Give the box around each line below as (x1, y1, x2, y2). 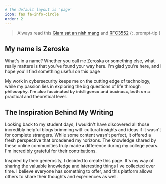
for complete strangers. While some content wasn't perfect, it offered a (5, 132, 151, 138)
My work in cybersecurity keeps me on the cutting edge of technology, (5, 78, 151, 84)
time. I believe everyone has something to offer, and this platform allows (5, 168, 153, 174)
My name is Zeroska (5, 44, 70, 53)
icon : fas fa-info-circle (5, 12, 59, 17)
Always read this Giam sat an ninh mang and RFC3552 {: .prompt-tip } (17, 30, 161, 36)
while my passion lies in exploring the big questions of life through (5, 83, 141, 90)
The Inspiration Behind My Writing (5, 108, 113, 117)
